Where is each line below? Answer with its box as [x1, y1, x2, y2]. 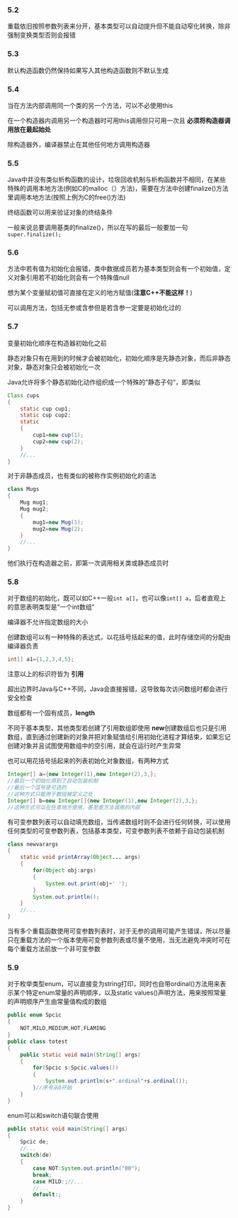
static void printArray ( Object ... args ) [20, 853, 141, 861]
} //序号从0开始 [33, 1084, 72, 1091]
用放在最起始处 [7, 125, 51, 133]
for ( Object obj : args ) [33, 867, 97, 874]
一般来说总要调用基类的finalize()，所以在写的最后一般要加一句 [7, 223, 188, 232]
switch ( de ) [20, 1151, 52, 1159]
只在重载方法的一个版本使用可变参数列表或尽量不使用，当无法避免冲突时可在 [7, 936, 231, 944]
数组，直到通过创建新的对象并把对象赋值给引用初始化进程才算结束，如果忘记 [7, 733, 231, 741]
